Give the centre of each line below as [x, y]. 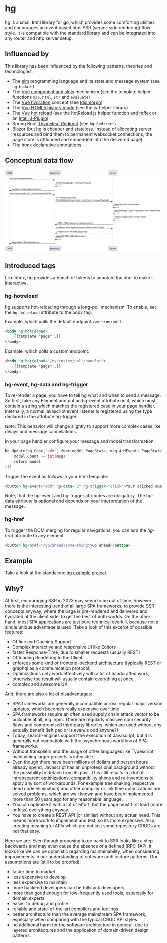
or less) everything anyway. [41, 810]
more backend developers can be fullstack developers [68, 888]
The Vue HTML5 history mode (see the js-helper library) [70, 107]
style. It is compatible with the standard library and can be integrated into [80, 33]
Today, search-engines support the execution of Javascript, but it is [82, 736]
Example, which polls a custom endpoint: [47, 351]
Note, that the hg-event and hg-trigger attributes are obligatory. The [75, 496]
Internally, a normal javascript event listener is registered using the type [79, 411]
